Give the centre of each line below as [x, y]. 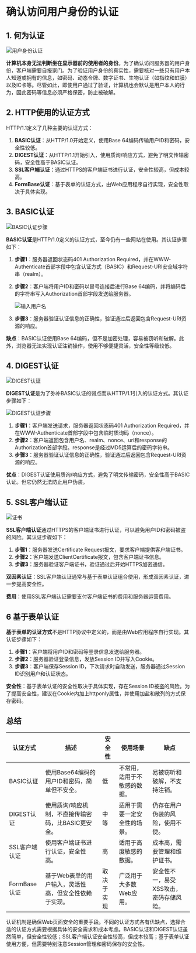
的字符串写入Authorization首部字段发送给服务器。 [74, 293]
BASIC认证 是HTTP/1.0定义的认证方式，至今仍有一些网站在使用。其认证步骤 [97, 239]
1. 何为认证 [25, 35]
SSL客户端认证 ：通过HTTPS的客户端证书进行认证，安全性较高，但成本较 [102, 169]
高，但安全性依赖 [69, 893]
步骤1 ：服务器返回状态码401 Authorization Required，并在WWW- [93, 259]
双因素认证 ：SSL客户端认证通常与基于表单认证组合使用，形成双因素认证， [95, 577]
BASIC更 [74, 822]
